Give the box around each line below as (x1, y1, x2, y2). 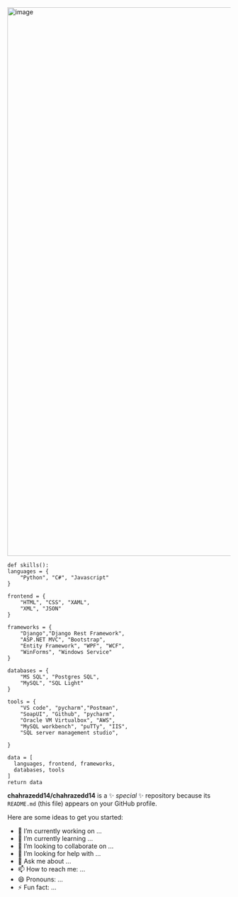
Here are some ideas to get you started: (7, 813, 124, 821)
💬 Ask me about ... (17, 857, 72, 865)
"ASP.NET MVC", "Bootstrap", (20, 636, 106, 643)
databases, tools (13, 767, 65, 774)
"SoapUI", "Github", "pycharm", (20, 711, 115, 718)
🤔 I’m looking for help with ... (17, 849, 101, 857)
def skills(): (7, 562, 50, 569)
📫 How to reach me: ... (17, 865, 86, 873)
